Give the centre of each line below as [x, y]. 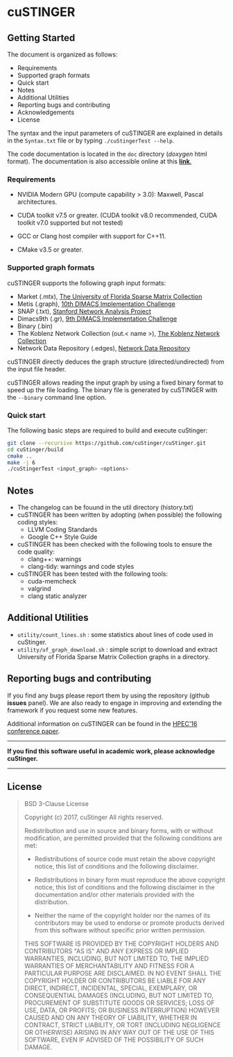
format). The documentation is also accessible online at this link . [100, 161]
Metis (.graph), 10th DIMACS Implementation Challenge [96, 304]
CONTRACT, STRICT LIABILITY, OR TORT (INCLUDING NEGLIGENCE [122, 1025]
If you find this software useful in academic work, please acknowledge [111, 751]
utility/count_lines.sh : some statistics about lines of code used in [115, 634]
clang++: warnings [54, 559]
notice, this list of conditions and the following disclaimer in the [124, 887]
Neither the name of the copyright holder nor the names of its [122, 915]
